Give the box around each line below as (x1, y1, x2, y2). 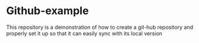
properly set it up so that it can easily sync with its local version (6, 29, 163, 37)
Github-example (6, 4, 89, 18)
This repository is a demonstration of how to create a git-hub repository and (6, 24, 194, 31)
